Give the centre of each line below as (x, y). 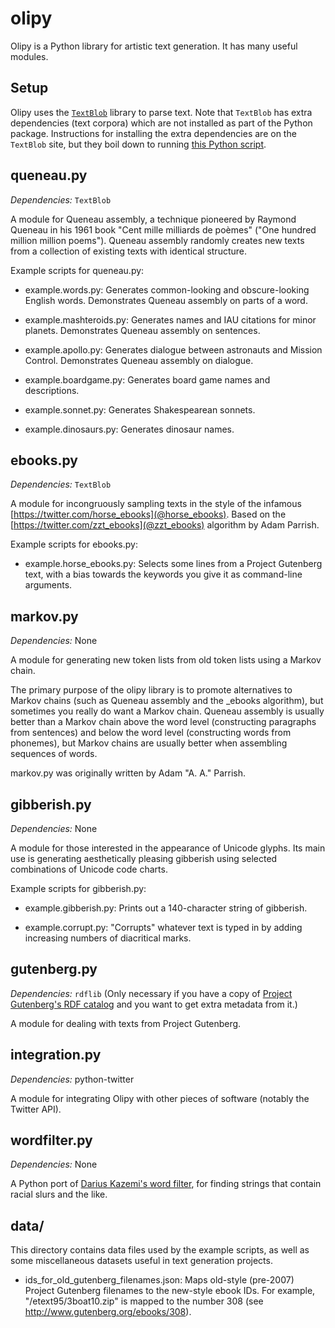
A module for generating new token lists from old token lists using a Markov (166, 660)
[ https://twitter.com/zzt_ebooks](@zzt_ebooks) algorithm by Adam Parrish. (165, 525)
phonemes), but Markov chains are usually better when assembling (149, 743)
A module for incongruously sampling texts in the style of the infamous (156, 504)
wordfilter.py (51, 1140)
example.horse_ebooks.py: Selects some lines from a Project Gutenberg (173, 564)
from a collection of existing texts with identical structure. (128, 251)
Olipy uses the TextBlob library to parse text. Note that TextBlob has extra (161, 112)
